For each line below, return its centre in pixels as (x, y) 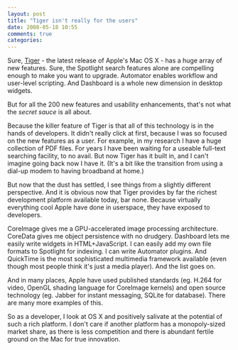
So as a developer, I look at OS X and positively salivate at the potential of (115, 317)
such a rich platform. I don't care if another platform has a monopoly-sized (117, 324)
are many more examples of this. (55, 303)
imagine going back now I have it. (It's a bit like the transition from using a (115, 163)
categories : (25, 40)
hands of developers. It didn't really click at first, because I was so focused (117, 133)
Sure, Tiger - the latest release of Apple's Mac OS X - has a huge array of (115, 60)
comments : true (30, 34)
